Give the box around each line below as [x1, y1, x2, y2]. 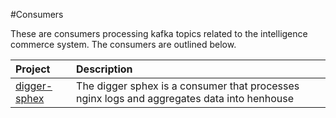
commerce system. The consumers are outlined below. [10, 39, 237, 50]
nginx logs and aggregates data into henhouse [76, 92, 295, 105]
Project [15, 62, 51, 76]
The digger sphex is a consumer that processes [76, 79, 300, 93]
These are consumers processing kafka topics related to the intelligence [10, 28, 308, 39]
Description [76, 62, 133, 76]
